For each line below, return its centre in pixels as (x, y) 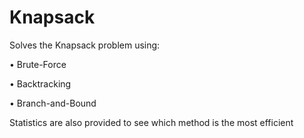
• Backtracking (40, 83)
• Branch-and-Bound (53, 103)
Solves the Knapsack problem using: (85, 45)
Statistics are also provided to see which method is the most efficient (151, 122)
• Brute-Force (38, 64)
